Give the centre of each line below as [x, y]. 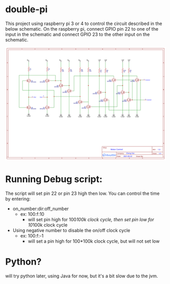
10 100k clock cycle [48, 225]
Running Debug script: [54, 179]
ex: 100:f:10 [32, 214]
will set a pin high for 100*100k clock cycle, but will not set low [94, 241]
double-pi [26, 9]
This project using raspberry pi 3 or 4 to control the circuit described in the [84, 23]
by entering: [18, 199]
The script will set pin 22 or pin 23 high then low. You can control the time [82, 193]
